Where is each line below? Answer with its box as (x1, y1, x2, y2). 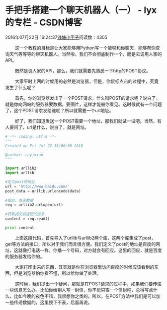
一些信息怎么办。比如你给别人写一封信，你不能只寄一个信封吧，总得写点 (5, 287, 153, 293)
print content (5, 225, 35, 230)
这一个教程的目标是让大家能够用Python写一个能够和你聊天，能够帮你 (14, 45, 156, 51)
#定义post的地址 (5, 180, 35, 185)
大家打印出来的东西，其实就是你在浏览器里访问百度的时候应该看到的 (14, 264, 155, 270)
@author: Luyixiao (5, 152, 43, 157)
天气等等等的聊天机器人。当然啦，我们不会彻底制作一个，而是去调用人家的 (9, 51, 162, 57)
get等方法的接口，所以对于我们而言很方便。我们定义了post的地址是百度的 (5, 241, 156, 247)
